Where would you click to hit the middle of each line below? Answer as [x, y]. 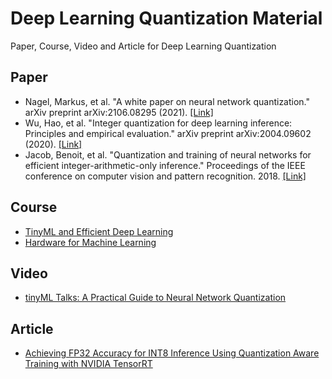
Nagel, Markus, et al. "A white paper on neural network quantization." [167, 101]
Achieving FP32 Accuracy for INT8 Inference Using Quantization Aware [172, 353]
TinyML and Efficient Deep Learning [99, 231]
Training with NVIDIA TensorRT [88, 364]
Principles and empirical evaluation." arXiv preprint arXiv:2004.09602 [168, 133]
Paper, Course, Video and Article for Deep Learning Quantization [143, 46]
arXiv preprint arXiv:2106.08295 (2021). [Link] [119, 112]
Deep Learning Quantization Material [166, 18]
